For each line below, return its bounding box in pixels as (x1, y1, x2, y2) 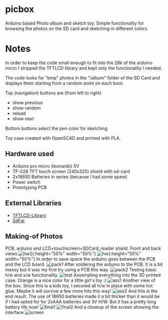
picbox (5, 4, 34, 15)
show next (12, 116, 34, 122)
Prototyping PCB (12, 184, 47, 190)
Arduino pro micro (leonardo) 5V (12, 163, 79, 169)
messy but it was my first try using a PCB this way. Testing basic (5, 267, 157, 273)
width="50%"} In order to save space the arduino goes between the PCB (5, 256, 156, 262)
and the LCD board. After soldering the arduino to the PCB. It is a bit (5, 261, 163, 267)
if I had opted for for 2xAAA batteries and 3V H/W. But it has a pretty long (5, 299, 156, 305)
